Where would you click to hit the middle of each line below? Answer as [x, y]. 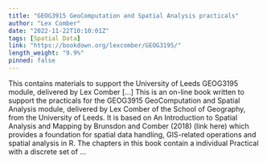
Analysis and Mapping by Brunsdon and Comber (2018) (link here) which [129, 126]
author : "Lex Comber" [45, 23]
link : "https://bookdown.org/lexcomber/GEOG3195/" [95, 46]
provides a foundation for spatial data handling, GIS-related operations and [132, 134]
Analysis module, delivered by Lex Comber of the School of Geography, [127, 108]
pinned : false [32, 61]
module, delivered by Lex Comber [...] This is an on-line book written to [127, 92]
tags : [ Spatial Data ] [45, 38]
